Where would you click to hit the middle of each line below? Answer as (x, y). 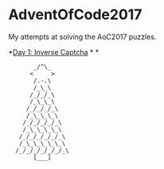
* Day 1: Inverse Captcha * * (54, 52)
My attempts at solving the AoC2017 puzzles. (82, 37)
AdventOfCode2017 (75, 15)
